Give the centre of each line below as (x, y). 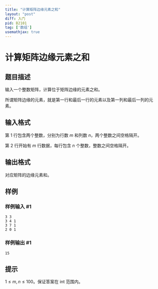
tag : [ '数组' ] (19, 28)
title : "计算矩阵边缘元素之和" (33, 9)
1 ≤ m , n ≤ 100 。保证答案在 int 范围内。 (44, 282)
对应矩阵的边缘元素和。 (28, 175)
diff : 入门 (15, 18)
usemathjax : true (22, 32)
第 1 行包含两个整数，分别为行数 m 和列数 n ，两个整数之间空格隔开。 (73, 135)
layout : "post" (20, 14)
